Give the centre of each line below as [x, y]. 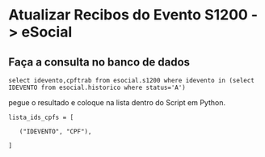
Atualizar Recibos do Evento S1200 [128, 15]
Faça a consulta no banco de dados [99, 62]
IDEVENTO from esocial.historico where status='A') [97, 87]
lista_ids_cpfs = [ [41, 117]
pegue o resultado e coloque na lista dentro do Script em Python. [117, 102]
